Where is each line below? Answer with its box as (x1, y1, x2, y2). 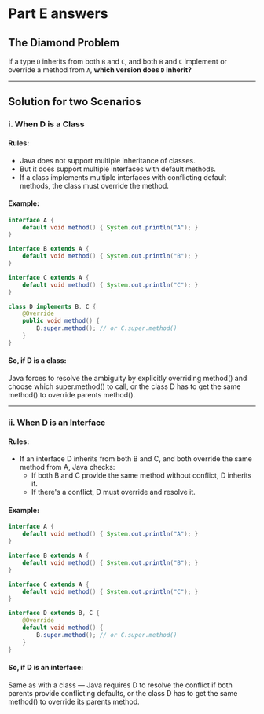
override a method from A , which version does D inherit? (8, 65, 192, 75)
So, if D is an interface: (8, 663, 84, 672)
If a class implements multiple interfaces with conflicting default (19, 172, 226, 181)
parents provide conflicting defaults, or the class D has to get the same (8, 688, 238, 698)
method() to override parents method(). (8, 390, 136, 400)
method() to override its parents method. (8, 697, 140, 706)
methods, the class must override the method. (19, 181, 169, 190)
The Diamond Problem (8, 36, 120, 49)
